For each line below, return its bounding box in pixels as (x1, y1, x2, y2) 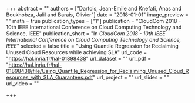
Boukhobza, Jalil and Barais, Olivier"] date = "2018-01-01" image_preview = (6, 11, 189, 18)
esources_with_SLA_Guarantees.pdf (6, 74, 93, 81)
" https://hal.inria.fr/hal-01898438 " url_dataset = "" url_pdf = (6, 55, 152, 62)
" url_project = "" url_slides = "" (93, 74, 169, 81)
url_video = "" (6, 80, 39, 87)
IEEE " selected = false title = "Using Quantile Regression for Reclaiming (6, 42, 179, 49)
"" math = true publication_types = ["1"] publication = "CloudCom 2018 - (6, 18, 181, 24)
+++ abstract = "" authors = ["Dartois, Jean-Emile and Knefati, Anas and (6, 5, 182, 12)
